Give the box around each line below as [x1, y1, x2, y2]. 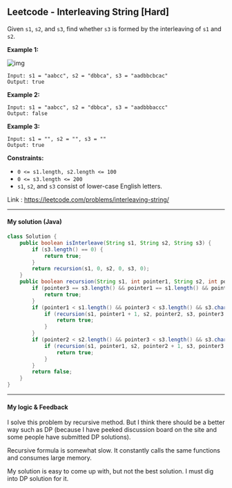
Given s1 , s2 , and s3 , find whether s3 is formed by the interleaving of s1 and [7, 24, 222, 33]
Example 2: [7, 90, 40, 98]
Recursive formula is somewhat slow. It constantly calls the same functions [7, 446, 221, 455]
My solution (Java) [7, 218, 62, 226]
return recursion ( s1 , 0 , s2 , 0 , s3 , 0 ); [32, 265, 150, 272]
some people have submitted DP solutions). [7, 433, 131, 442]
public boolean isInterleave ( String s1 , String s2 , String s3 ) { [19, 239, 212, 246]
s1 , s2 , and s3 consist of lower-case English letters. [17, 182, 162, 190]
